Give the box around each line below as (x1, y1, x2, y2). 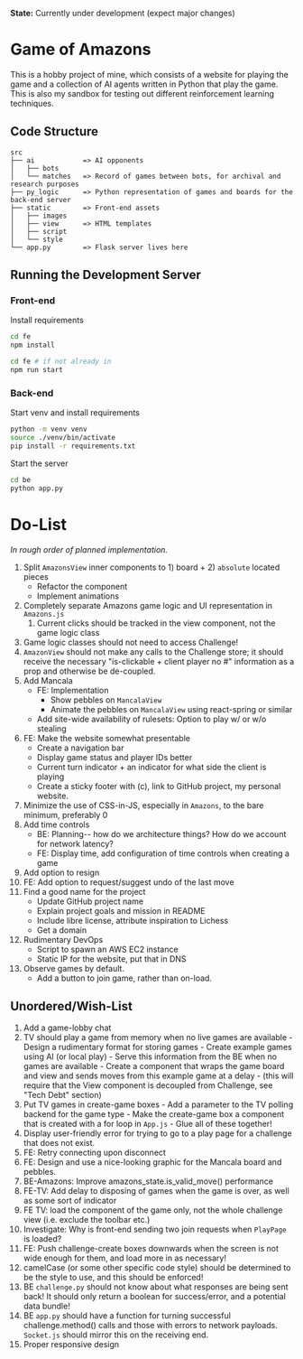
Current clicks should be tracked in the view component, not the (36, 618, 276, 628)
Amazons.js (23, 610, 65, 619)
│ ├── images (10, 211, 68, 220)
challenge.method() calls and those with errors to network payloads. (23, 1320, 278, 1331)
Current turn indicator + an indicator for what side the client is (36, 761, 267, 772)
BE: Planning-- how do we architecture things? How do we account (36, 828, 287, 839)
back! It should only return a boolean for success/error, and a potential (23, 1291, 287, 1302)
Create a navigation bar (36, 742, 124, 753)
